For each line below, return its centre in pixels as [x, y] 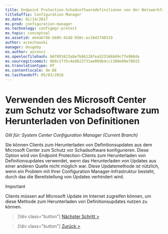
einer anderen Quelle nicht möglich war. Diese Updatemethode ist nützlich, [82, 166]
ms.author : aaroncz [25, 52]
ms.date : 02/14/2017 [27, 19]
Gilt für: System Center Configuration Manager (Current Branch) [72, 135]
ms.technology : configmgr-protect [41, 29]
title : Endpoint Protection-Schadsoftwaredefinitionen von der [72, 10]
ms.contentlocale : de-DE [31, 71]
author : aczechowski [27, 43]
